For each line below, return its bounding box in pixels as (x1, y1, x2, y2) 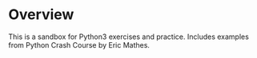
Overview (8, 6, 74, 24)
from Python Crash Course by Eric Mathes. (8, 40, 151, 49)
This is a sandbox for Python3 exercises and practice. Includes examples (8, 32, 250, 41)
